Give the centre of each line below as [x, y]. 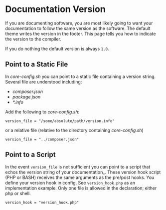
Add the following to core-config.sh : [42, 111]
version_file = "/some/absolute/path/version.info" [60, 121]
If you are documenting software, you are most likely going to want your [79, 23]
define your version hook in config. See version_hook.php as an [70, 182]
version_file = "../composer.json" [42, 139]
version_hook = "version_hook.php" [42, 202]
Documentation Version [55, 9]
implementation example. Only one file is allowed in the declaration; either [81, 188]
